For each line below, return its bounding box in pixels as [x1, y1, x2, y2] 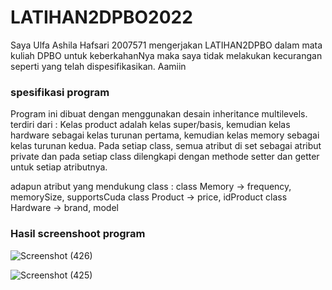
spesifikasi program [10, 85, 110, 99]
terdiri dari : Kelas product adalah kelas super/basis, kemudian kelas [10, 119, 291, 131]
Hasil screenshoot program [10, 227, 146, 241]
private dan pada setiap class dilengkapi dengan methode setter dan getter [10, 151, 320, 163]
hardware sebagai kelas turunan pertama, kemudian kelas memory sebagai [10, 129, 320, 141]
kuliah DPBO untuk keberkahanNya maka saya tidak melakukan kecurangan [10, 49, 323, 61]
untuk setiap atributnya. [10, 161, 108, 173]
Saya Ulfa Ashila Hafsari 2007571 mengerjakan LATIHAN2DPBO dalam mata [10, 39, 323, 51]
